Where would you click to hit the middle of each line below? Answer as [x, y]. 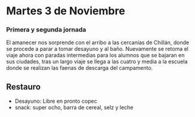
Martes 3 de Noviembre [66, 11]
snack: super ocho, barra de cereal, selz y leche [74, 107]
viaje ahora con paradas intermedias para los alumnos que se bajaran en [95, 56]
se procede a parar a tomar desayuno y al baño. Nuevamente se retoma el [97, 49]
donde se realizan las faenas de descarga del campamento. [80, 68]
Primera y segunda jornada [46, 30]
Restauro [23, 87]
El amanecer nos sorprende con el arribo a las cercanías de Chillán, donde [98, 42]
